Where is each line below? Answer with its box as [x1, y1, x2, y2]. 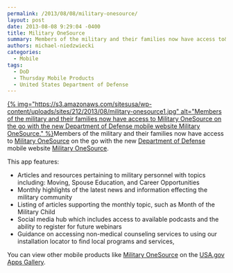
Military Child [17, 208, 55, 216]
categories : [7, 49, 42, 56]
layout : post [7, 17, 45, 24]
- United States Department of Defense [13, 81, 129, 88]
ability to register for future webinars [17, 222, 123, 231]
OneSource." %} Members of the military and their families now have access [7, 130, 224, 138]
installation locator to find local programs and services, [17, 237, 175, 246]
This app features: [7, 157, 60, 166]
